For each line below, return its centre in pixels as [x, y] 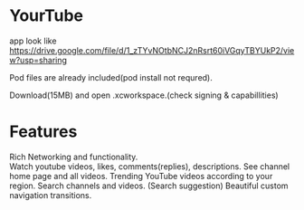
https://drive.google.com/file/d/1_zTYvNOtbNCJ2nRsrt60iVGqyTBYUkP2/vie [152, 50]
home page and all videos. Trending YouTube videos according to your [141, 176]
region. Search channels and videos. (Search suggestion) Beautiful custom [149, 186]
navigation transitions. [51, 195]
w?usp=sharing [38, 60]
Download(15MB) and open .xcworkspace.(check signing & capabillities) [144, 95]
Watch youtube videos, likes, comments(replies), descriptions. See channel [150, 166]
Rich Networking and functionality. [74, 157]
